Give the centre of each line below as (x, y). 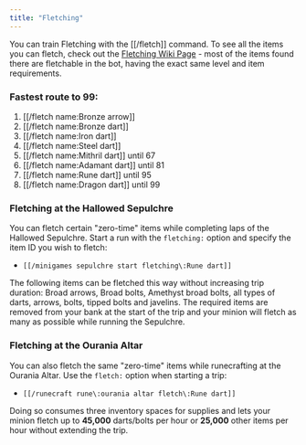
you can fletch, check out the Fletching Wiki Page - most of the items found (152, 53)
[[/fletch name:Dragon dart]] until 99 (91, 185)
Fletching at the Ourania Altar (76, 345)
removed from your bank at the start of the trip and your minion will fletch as (153, 313)
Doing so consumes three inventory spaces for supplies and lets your (140, 410)
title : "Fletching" (47, 18)
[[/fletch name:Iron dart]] (69, 136)
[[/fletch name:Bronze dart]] (76, 126)
